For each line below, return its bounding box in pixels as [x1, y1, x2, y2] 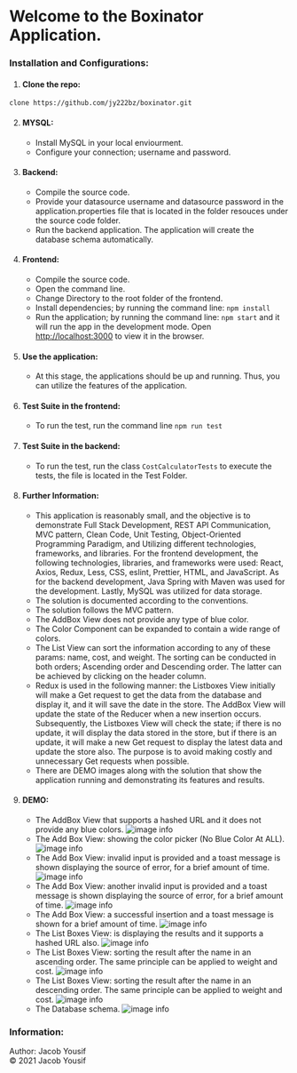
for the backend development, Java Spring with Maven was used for [35, 576, 285, 587]
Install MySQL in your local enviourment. [35, 137, 184, 148]
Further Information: [21, 491, 99, 501]
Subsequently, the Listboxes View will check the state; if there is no [35, 717, 282, 728]
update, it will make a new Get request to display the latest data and [35, 736, 284, 748]
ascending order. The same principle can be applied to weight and [35, 956, 277, 966]
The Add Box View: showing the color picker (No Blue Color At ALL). [35, 833, 285, 844]
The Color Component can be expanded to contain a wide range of [35, 623, 281, 634]
